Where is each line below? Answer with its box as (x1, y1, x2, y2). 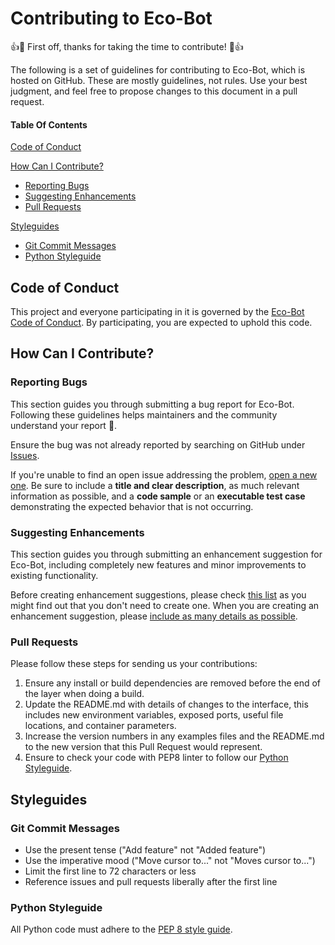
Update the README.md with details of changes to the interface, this (24, 698, 309, 711)
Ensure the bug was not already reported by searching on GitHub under (10, 438, 306, 451)
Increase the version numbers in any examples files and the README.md (24, 730, 325, 742)
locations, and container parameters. (24, 720, 177, 732)
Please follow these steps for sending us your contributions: (10, 658, 258, 670)
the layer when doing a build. (24, 688, 145, 700)
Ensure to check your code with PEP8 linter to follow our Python (24, 752, 289, 764)
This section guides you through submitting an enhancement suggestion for (10, 548, 323, 560)
